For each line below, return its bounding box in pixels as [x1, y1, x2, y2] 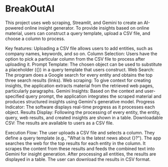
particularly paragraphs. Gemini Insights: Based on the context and [5, 88, 144, 94]
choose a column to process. [5, 36, 65, 42]
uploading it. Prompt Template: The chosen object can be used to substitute [5, 61, 162, 67]
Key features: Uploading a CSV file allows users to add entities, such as [5, 45, 153, 51]
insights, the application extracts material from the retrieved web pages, [5, 82, 154, 88]
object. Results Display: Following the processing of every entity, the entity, [5, 109, 160, 115]
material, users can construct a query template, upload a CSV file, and [5, 30, 150, 36]
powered [5, 25, 24, 31]
